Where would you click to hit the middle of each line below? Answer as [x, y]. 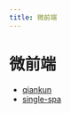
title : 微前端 [33, 17]
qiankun [37, 89]
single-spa [42, 99]
